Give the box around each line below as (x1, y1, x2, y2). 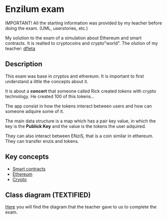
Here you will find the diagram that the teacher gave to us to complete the (5, 204, 157, 210)
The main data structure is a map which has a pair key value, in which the (5, 118, 156, 124)
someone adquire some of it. (5, 108, 64, 114)
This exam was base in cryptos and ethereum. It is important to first (5, 73, 144, 79)
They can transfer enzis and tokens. (5, 138, 79, 144)
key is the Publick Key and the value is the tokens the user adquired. (5, 123, 146, 129)
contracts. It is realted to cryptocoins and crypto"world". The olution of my (5, 40, 158, 46)
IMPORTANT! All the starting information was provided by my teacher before (5, 20, 162, 26)
